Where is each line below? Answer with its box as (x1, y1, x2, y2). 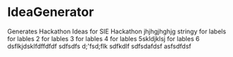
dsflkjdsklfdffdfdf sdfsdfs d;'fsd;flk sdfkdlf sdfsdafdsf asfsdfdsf (7, 42, 191, 50)
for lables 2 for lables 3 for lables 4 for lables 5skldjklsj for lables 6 (7, 34, 200, 42)
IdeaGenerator (7, 4, 94, 20)
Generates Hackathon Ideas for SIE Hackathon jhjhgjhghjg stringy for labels (7, 27, 227, 35)
